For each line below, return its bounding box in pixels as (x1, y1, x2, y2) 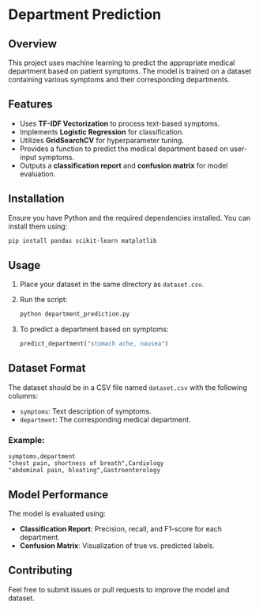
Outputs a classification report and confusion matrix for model (19, 161, 228, 170)
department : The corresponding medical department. (19, 414, 191, 424)
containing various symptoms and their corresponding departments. (8, 75, 231, 84)
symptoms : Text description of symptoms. (19, 406, 152, 416)
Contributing (8, 564, 73, 577)
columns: (8, 391, 39, 400)
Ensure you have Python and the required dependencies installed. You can (8, 213, 251, 222)
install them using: (8, 221, 68, 231)
